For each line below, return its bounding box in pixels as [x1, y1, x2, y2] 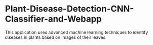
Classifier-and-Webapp [5, 13, 102, 24]
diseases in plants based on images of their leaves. [5, 34, 107, 40]
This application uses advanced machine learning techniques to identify [5, 29, 148, 35]
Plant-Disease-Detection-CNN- [5, 3, 134, 14]
